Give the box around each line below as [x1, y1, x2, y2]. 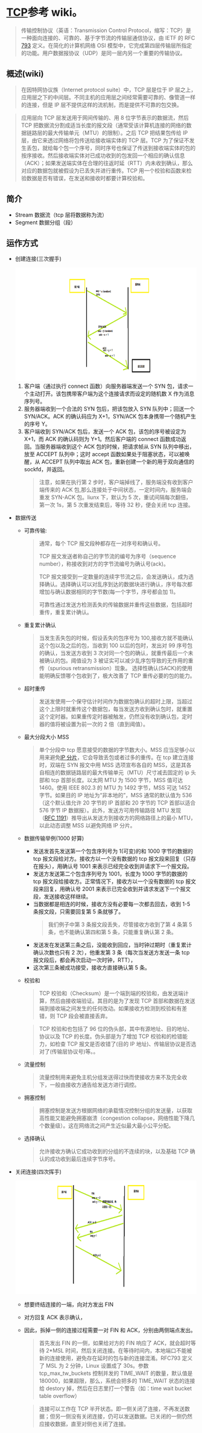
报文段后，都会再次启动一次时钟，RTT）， [33, 956, 136, 964]
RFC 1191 [44, 814, 66, 821]
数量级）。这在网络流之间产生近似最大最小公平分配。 [44, 1122, 174, 1129]
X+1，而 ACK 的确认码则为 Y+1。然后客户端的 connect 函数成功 [24, 436, 181, 443]
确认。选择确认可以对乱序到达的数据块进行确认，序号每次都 [44, 581, 193, 588]
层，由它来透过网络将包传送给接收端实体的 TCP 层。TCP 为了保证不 [21, 137, 190, 144]
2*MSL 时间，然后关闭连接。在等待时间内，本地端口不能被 [46, 1347, 192, 1354]
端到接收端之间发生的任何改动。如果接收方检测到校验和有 [39, 1005, 182, 1012]
